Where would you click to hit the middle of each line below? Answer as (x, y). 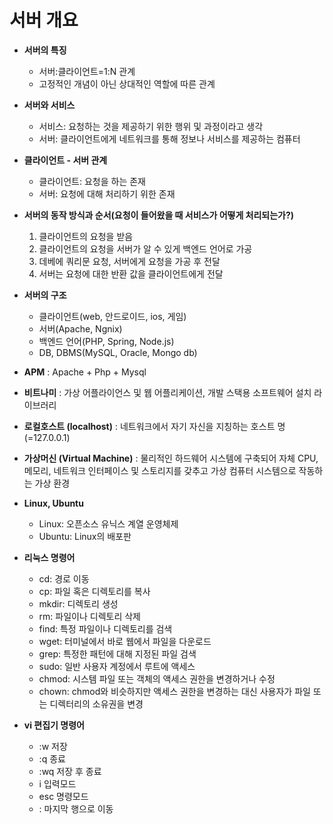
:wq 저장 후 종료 (70, 771)
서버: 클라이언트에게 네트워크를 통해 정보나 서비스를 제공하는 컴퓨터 (169, 138)
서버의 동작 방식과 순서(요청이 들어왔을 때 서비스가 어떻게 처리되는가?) (159, 215)
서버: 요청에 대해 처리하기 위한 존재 (107, 193)
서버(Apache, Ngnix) (80, 328)
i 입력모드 (57, 783)
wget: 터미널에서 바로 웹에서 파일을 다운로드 (125, 641)
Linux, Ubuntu (53, 503)
